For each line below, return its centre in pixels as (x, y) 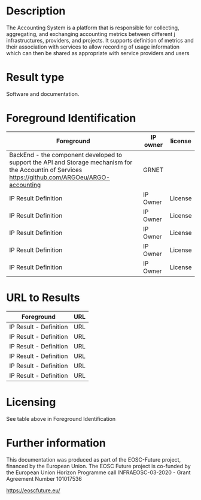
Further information (56, 443)
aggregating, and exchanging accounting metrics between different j (91, 34)
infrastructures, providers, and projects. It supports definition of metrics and (100, 40)
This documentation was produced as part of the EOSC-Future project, (94, 459)
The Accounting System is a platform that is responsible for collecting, (93, 28)
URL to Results (43, 297)
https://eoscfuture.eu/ (33, 490)
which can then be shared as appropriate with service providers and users (98, 53)
